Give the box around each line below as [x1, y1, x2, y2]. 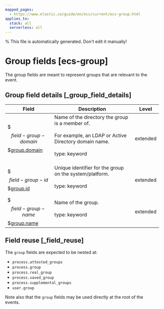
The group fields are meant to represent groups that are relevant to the [5, 72, 147, 78]
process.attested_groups [12, 259, 63, 265]
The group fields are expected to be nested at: [5, 249, 98, 255]
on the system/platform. [54, 170, 109, 177]
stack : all [9, 20, 32, 26]
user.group [12, 286, 35, 290]
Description [78, 105, 106, 112]
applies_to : [5, 16, 29, 21]
